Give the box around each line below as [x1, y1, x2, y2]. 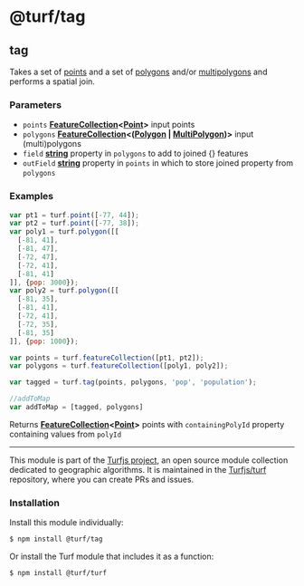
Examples [9, 190, 54, 203]
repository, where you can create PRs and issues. [9, 474, 195, 485]
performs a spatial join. [9, 76, 95, 87]
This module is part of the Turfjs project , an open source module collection [9, 455, 289, 466]
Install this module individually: [9, 517, 124, 528]
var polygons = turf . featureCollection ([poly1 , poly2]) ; [9, 361, 229, 370]
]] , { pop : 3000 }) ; [9, 278, 79, 287]
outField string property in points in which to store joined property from [22, 158, 294, 168]
